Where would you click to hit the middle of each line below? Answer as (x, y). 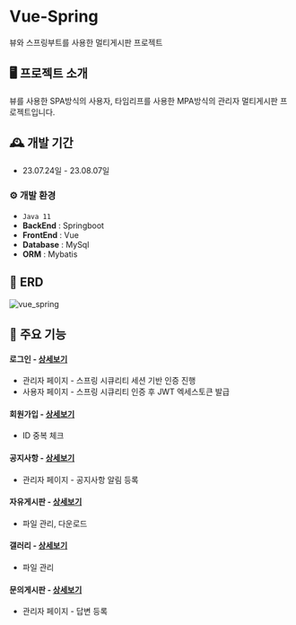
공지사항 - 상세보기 (42, 458)
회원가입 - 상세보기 (42, 414)
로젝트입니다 (31, 112)
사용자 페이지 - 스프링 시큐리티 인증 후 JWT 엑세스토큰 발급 (126, 392)
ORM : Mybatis (50, 254)
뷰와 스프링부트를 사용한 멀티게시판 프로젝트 (86, 42)
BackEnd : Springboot (63, 225)
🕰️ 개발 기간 (41, 143)
